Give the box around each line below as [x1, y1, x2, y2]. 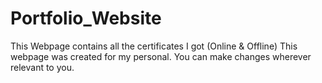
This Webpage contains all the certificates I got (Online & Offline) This [10, 40, 298, 52]
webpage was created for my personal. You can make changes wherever [10, 50, 312, 62]
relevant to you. [10, 61, 75, 73]
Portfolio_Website [10, 7, 162, 30]
